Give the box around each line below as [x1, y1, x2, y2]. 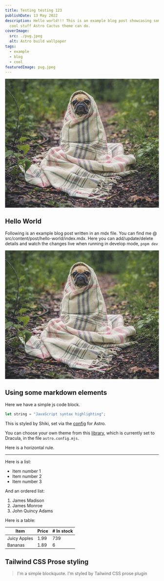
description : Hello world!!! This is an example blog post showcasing [5, 18, 152, 23]
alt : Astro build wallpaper [9, 39, 67, 44]
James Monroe [12, 502, 43, 508]
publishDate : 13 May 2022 [5, 13, 58, 18]
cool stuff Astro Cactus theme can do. [9, 23, 91, 28]
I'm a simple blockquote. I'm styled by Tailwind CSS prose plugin [17, 571, 147, 577]
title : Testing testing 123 [5, 8, 62, 13]
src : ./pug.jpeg [9, 34, 42, 39]
